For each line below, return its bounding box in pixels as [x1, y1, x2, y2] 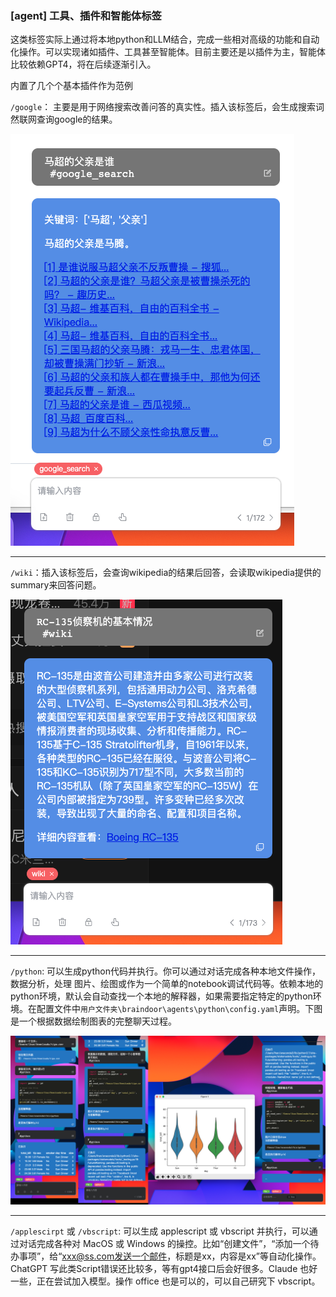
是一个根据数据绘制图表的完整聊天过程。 [10, 1015, 177, 1027]
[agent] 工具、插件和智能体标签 [10, 8, 162, 22]
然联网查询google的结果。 [10, 113, 118, 126]
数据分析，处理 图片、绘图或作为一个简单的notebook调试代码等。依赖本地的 [10, 978, 324, 990]
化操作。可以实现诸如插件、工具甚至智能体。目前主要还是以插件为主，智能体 [10, 46, 326, 58]
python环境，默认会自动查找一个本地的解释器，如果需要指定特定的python [10, 990, 313, 1002]
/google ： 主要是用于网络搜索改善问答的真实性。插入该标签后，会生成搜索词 [10, 101, 325, 113]
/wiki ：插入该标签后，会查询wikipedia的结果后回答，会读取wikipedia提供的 [10, 567, 322, 579]
